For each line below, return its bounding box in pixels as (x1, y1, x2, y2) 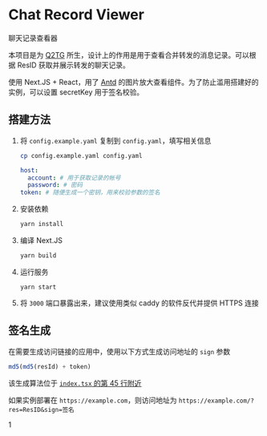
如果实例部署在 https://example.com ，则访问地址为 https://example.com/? (8, 395, 255, 405)
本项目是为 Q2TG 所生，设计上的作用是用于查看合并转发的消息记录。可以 (8, 50, 250, 59)
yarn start (19, 283, 57, 291)
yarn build (19, 252, 57, 260)
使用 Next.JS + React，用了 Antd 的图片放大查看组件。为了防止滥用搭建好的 (8, 77, 259, 87)
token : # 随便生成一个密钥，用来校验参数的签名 (19, 188, 160, 197)
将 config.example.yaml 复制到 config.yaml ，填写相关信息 (19, 135, 212, 145)
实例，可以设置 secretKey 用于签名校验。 (8, 87, 144, 97)
